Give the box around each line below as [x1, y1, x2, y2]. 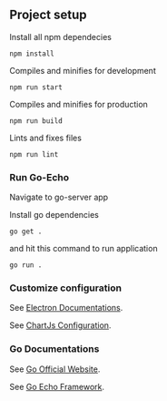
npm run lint [9, 149, 59, 159]
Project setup [9, 7, 88, 23]
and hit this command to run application [9, 243, 158, 254]
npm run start [9, 82, 64, 92]
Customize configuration [9, 282, 123, 294]
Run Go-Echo [9, 170, 70, 183]
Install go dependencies [9, 210, 100, 221]
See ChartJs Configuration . [9, 320, 112, 331]
